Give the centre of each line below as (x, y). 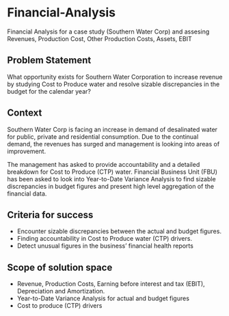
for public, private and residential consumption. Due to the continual (103, 136)
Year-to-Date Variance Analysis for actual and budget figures (103, 298)
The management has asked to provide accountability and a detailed (104, 164)
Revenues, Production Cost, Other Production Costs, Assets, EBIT (100, 38)
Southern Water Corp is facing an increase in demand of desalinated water (112, 129)
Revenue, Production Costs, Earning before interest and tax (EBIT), (111, 284)
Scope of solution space (60, 267)
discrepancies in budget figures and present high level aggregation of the (110, 186)
